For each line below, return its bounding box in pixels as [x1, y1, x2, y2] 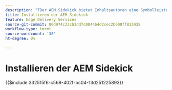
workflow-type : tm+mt [5, 27, 52, 32]
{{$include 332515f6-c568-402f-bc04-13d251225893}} [5, 79, 124, 85]
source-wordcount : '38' [5, 31, 56, 36]
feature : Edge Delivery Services [5, 17, 77, 22]
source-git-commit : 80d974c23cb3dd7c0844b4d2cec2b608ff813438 [5, 21, 141, 27]
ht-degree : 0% [5, 36, 36, 41]
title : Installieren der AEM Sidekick [5, 12, 88, 17]
